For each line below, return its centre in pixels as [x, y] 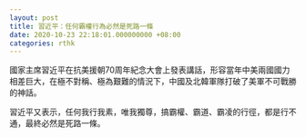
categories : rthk [42, 43]
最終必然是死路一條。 [65, 123]
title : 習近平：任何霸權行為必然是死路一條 [82, 26]
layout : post [34, 18]
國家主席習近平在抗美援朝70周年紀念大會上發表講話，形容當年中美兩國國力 [150, 70]
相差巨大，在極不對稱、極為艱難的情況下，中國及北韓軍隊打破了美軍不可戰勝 [153, 82]
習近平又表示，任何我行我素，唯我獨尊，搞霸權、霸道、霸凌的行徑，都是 [145, 112]
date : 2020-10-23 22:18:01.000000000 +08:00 [95, 34]
